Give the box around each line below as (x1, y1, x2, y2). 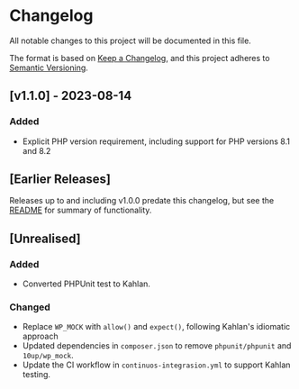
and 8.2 (22, 145, 51, 156)
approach (22, 330, 59, 342)
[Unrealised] (9, 231, 81, 246)
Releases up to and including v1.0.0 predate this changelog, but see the (9, 195, 275, 206)
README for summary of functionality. (9, 204, 152, 216)
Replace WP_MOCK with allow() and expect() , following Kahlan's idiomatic (22, 321, 291, 332)
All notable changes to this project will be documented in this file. (9, 35, 252, 46)
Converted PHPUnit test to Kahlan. (22, 278, 151, 289)
